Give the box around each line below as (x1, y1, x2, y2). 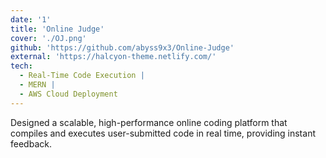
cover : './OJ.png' (10, 33, 87, 43)
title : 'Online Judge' (10, 24, 105, 34)
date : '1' (10, 14, 52, 25)
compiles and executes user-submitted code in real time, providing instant (10, 127, 316, 139)
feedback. (10, 137, 52, 150)
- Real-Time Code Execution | (19, 71, 145, 81)
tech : (10, 61, 33, 71)
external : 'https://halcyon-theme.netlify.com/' (10, 52, 217, 62)
